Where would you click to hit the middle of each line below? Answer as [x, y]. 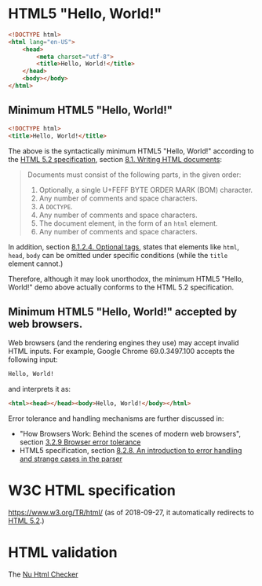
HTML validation [63, 553]
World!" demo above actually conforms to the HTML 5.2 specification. [121, 287]
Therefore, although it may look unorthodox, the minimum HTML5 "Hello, [126, 278]
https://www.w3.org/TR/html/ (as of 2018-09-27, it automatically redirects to [131, 512]
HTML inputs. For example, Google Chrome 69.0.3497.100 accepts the [122, 352]
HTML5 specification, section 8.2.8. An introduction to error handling [131, 451]
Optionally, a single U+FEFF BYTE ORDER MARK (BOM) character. [146, 190]
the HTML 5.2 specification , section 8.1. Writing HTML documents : [115, 159]
